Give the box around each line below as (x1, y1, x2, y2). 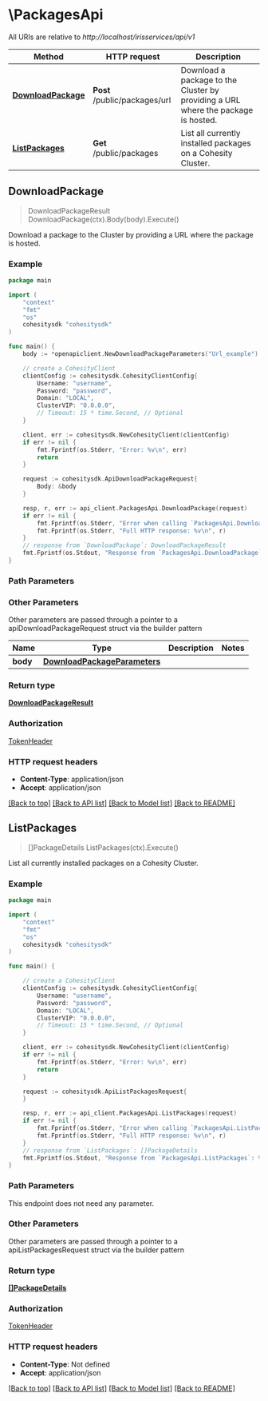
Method (33, 50, 64, 62)
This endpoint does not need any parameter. (8, 1198, 154, 1208)
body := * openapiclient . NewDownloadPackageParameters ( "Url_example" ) (22, 350, 259, 358)
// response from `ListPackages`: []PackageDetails (22, 1146, 198, 1155)
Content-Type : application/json (19, 774, 124, 784)
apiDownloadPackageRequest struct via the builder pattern (8, 624, 203, 633)
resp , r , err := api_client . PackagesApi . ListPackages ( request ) (22, 1109, 238, 1117)
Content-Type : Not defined (19, 1359, 110, 1369)
